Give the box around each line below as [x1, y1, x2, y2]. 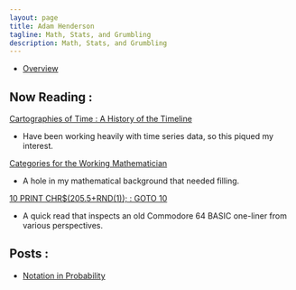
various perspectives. [22, 220, 104, 231]
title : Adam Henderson [9, 22, 95, 31]
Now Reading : [9, 89, 93, 105]
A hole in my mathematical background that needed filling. [22, 175, 240, 186]
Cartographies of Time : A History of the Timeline [9, 114, 192, 125]
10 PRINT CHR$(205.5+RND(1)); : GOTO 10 [9, 193, 168, 204]
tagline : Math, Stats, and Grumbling [9, 30, 152, 39]
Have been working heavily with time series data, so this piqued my [22, 131, 273, 142]
